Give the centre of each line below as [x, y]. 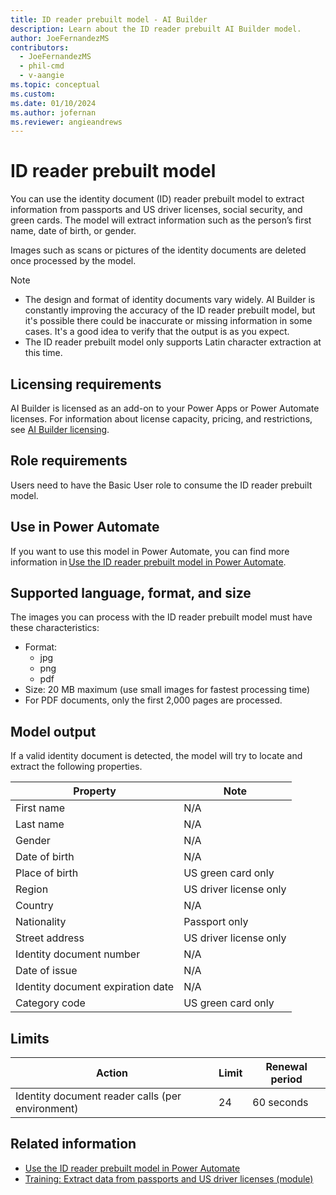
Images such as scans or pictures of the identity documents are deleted [158, 250]
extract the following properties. [76, 767]
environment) [47, 1109]
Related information [73, 1144]
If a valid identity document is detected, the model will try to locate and [156, 756]
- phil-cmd [42, 66]
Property [95, 791]
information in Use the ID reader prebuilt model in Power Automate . [148, 562]
